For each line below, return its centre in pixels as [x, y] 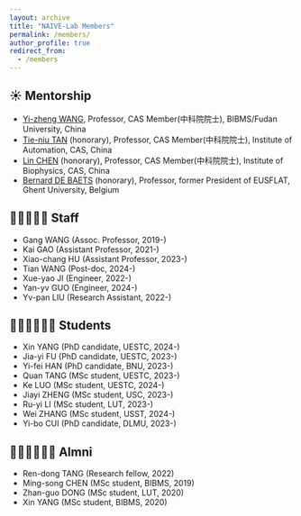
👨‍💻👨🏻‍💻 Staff [44, 218]
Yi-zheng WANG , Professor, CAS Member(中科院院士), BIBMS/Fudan [150, 119]
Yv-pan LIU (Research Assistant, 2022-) [97, 297]
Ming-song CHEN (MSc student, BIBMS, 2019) [109, 484]
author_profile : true [50, 43]
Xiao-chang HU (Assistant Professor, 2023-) [105, 258]
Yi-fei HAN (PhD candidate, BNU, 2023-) [98, 367]
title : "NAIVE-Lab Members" [62, 26]
